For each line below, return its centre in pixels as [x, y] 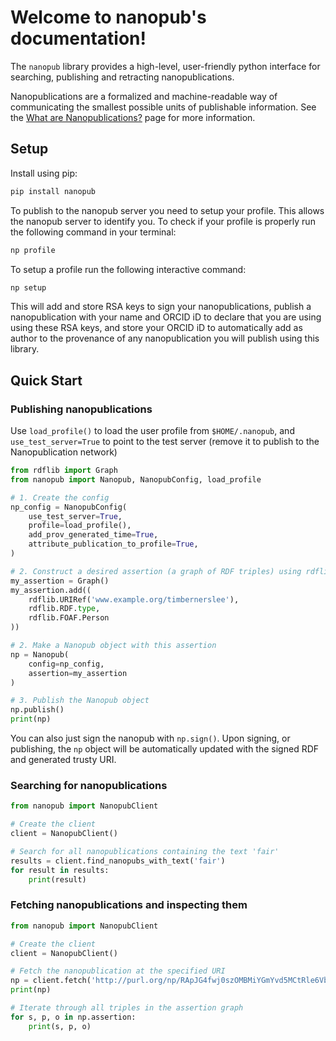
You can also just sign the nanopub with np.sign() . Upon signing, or [150, 738]
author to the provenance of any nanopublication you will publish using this [165, 338]
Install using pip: [44, 173]
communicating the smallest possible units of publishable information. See [163, 107]
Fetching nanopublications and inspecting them [129, 905]
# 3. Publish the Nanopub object [80, 701]
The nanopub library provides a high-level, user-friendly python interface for [165, 66]
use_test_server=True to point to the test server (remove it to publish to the [165, 442]
